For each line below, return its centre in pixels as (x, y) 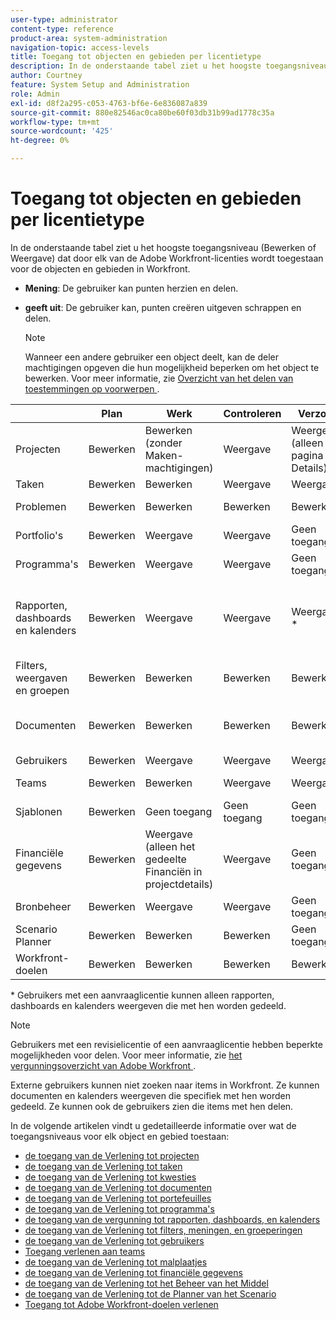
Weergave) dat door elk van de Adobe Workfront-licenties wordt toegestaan (167, 258)
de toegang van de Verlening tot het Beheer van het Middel (146, 1283)
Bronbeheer (43, 906)
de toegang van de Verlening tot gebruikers (114, 1240)
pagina (307, 455)
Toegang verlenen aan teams (85, 1251)
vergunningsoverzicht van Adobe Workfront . (103, 1065)
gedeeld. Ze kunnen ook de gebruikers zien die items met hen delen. (152, 1106)
